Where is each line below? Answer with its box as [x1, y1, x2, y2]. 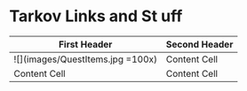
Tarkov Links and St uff [9, 6, 183, 27]
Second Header [165, 38, 234, 50]
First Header [58, 38, 113, 50]
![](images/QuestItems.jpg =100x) [13, 53, 158, 65]
